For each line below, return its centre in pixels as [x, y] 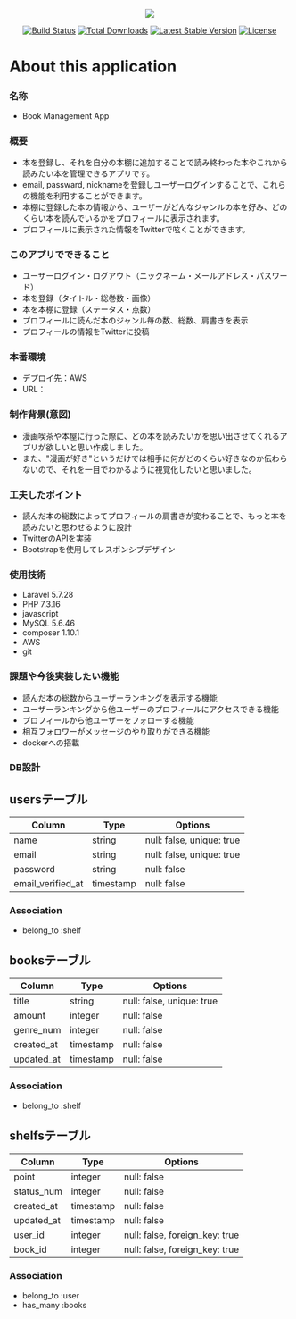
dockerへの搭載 [51, 743]
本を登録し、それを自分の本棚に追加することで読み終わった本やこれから [155, 162]
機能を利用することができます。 [88, 196]
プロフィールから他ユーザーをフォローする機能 [108, 720]
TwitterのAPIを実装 [57, 538]
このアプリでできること [59, 255]
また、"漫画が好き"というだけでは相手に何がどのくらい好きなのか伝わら [155, 458]
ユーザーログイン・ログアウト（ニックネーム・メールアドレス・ [139, 276]
